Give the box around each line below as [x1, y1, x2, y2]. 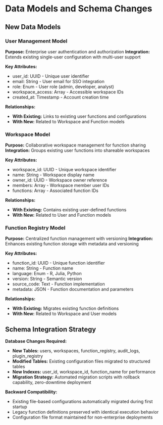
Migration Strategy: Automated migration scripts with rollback [12, 374, 140, 380]
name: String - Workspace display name [12, 172, 95, 178]
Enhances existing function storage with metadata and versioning [5, 241, 139, 247]
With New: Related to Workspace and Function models [12, 118, 125, 124]
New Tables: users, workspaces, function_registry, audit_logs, [12, 348, 140, 354]
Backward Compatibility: [5, 389, 57, 395]
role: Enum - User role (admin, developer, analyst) [12, 84, 114, 90]
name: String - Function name [12, 265, 73, 271]
